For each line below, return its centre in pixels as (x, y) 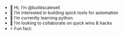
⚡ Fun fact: (21, 28)
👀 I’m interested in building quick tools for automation (64, 13)
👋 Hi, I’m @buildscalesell (35, 8)
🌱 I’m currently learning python (41, 18)
